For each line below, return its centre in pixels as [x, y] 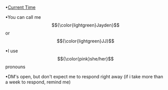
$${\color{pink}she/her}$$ [86, 59]
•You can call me [23, 17]
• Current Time [20, 7]
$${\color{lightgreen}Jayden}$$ [86, 25]
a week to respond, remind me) [38, 82]
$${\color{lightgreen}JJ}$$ [86, 41]
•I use [12, 51]
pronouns [15, 67]
